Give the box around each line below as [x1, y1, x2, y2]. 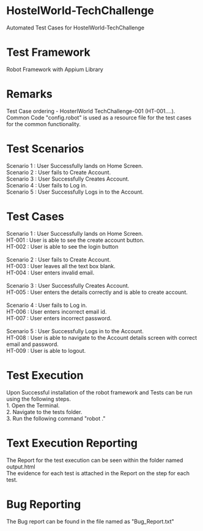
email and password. [6, 341, 59, 348]
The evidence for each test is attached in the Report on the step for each [6, 469, 190, 476]
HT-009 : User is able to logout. [6, 347, 86, 354]
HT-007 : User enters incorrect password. [6, 314, 112, 322]
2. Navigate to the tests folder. [6, 408, 83, 415]
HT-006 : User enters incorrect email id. [6, 307, 107, 315]
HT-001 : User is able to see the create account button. [6, 236, 145, 244]
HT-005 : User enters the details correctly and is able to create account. [6, 288, 188, 296]
